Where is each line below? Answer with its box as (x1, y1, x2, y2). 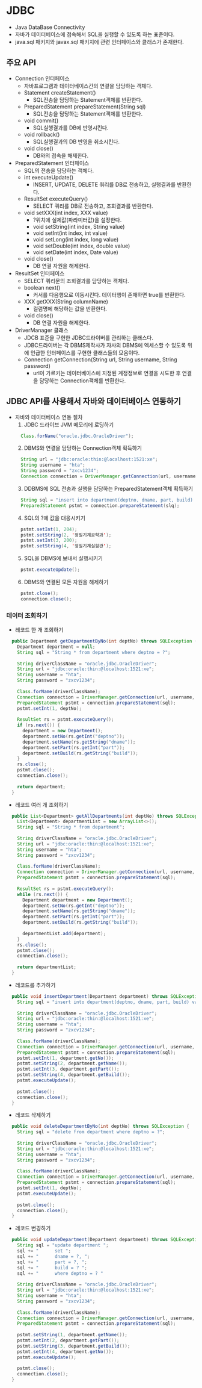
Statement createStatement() (23, 89, 96, 96)
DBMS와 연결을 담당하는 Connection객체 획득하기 (23, 444, 142, 452)
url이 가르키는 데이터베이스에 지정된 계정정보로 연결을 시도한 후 (32, 369, 181, 376)
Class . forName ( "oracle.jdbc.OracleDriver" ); (20, 433, 134, 439)
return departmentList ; (17, 964, 77, 970)
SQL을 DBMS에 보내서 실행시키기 (23, 555, 103, 562)
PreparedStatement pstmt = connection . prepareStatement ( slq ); (20, 502, 180, 509)
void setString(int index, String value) (32, 223, 125, 230)
